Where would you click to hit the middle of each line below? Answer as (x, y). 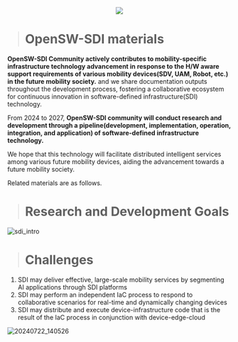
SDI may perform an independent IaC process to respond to (105, 294)
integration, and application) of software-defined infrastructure (103, 133)
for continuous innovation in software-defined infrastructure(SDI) (103, 96)
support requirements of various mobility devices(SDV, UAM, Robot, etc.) (118, 74)
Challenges (59, 260)
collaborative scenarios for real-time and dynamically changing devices (122, 302)
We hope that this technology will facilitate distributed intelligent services (114, 154)
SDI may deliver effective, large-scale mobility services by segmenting (121, 280)
